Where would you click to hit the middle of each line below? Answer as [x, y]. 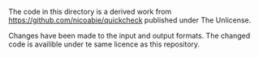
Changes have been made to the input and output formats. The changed [129, 36]
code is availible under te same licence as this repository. [104, 44]
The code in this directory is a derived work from [90, 12]
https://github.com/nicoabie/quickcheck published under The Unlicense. [130, 20]
